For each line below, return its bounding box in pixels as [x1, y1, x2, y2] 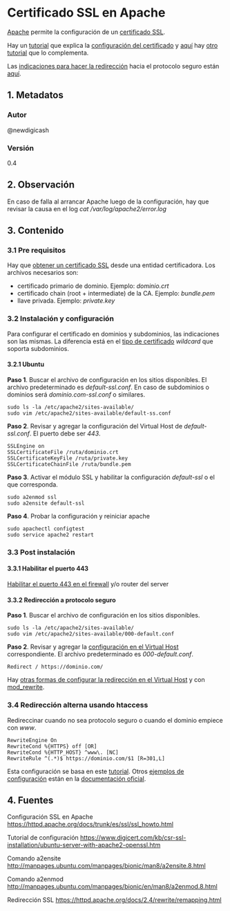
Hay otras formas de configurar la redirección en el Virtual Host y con [7, 676, 205, 684]
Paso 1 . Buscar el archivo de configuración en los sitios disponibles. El [7, 375, 207, 384]
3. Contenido [7, 225, 64, 237]
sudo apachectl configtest [7, 525, 85, 532]
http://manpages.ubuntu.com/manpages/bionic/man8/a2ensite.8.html [7, 862, 206, 870]
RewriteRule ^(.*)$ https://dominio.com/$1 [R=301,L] [7, 755, 166, 762]
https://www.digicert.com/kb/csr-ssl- [80, 833, 186, 842]
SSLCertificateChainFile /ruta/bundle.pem [7, 460, 131, 468]
